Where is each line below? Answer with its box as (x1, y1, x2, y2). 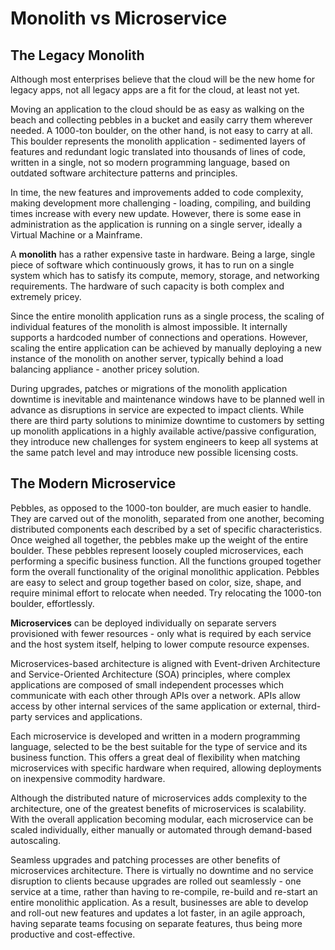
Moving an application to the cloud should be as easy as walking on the (10, 103, 305, 115)
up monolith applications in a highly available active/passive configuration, (10, 425, 317, 437)
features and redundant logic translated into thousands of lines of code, (10, 146, 307, 157)
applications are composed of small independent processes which (10, 678, 284, 691)
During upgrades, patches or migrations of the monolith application (10, 383, 288, 394)
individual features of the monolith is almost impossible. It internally (10, 321, 288, 332)
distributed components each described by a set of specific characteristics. (10, 523, 323, 535)
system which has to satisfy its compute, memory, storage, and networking (10, 270, 320, 281)
